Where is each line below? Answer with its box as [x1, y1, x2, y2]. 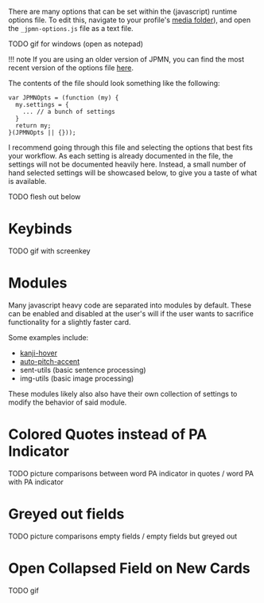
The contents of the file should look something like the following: [8, 79, 220, 88]
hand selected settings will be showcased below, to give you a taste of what [8, 168, 257, 178]
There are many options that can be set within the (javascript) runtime [8, 7, 237, 16]
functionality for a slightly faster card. [8, 317, 131, 327]
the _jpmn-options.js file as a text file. [8, 24, 134, 33]
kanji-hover [19, 348, 58, 358]
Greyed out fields [8, 505, 125, 523]
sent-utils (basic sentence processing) [19, 365, 146, 374]
